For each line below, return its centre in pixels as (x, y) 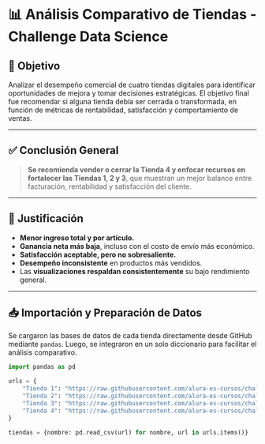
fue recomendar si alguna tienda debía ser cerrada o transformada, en (122, 102)
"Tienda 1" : (42, 389)
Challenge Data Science (88, 37)
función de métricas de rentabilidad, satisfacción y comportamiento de (123, 110)
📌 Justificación (46, 218)
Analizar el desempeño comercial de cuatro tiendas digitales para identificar (132, 85)
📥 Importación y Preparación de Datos (105, 313)
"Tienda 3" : (42, 403)
